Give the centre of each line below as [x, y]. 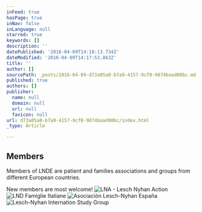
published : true [27, 80]
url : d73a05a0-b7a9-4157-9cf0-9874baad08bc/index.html [78, 120]
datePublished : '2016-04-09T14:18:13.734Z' [63, 52]
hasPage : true [25, 18]
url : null [24, 109]
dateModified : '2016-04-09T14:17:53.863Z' [61, 58]
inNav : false [23, 23]
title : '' [19, 63]
